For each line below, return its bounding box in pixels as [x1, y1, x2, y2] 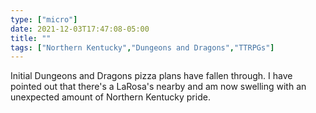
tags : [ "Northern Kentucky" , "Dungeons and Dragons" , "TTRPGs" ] [10, 42, 275, 53]
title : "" [10, 33, 52, 43]
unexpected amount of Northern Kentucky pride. [10, 91, 211, 103]
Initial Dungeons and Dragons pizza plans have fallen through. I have [10, 70, 293, 82]
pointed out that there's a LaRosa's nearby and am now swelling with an [10, 81, 307, 93]
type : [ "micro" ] [10, 14, 78, 25]
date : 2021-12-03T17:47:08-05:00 [10, 24, 150, 34]
